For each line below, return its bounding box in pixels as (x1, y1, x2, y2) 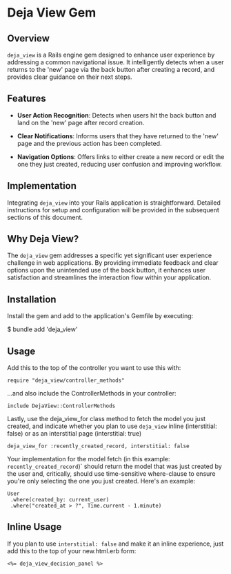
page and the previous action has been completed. (17, 139, 162, 147)
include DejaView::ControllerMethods (7, 402, 116, 409)
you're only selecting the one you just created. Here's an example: (7, 477, 196, 485)
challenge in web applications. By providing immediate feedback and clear (7, 259, 219, 267)
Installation (7, 293, 57, 305)
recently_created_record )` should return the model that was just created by (7, 462, 222, 471)
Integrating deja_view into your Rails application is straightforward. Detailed (7, 198, 221, 207)
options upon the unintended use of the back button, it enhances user (7, 266, 205, 275)
